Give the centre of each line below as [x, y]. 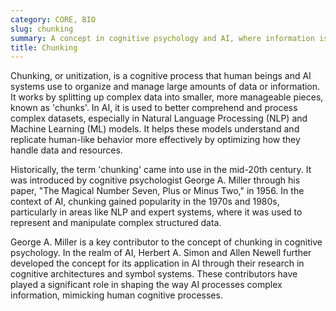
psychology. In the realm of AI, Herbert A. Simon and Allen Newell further [161, 253]
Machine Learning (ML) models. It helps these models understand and [155, 129]
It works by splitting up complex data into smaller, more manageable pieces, [167, 97]
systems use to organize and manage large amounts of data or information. [165, 87]
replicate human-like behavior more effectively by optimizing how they [155, 140]
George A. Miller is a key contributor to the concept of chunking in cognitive [166, 242]
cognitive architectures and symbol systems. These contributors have [154, 274]
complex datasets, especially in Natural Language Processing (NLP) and [159, 118]
